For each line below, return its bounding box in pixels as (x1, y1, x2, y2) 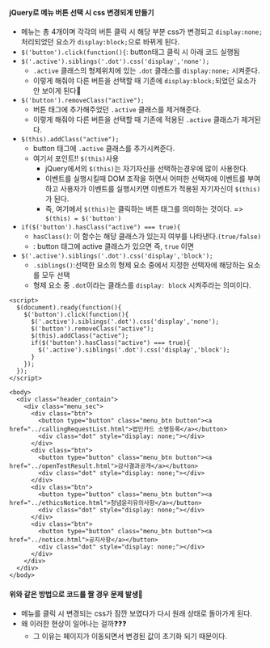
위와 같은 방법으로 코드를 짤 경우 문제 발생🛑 (9, 589, 144, 599)
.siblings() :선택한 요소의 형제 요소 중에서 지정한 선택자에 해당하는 (32, 260, 246, 270)
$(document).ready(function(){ (16, 304, 122, 312)
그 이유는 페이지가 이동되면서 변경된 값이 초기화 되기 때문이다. (32, 631, 227, 642)
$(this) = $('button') (44, 215, 122, 223)
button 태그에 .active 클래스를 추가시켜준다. (32, 144, 175, 154)
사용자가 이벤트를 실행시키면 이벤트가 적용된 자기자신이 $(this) (60, 184, 261, 194)
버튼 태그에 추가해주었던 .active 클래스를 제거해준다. (32, 105, 201, 115)
